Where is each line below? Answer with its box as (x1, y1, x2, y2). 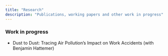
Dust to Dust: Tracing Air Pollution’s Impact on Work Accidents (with (12, 39, 154, 45)
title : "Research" (5, 7, 44, 12)
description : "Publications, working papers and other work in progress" (5, 12, 164, 17)
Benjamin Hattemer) (12, 45, 54, 51)
